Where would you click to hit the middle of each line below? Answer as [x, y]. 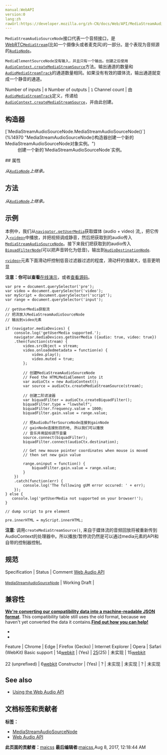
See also [19, 680]
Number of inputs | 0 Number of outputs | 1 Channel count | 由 [69, 89]
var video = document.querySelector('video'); [54, 291]
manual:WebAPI [20, 10]
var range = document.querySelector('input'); [54, 299]
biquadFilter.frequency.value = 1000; [63, 409]
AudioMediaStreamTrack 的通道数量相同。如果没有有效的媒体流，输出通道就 [81, 73]
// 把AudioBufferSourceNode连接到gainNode [66, 422]
